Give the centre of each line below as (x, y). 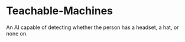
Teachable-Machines (60, 11)
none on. (17, 33)
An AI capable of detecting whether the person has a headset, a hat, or (92, 27)
